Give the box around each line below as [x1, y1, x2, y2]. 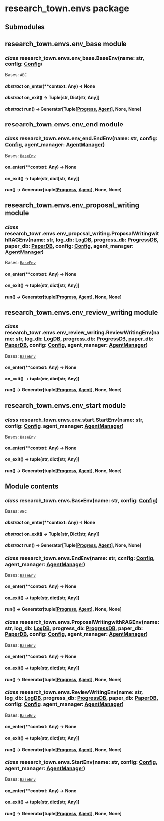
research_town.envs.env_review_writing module [5, 308, 158, 316]
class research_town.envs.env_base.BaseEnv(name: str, [5, 54, 144, 61]
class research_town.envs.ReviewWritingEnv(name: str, [5, 689, 143, 695]
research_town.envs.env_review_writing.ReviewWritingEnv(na [5, 329, 160, 336]
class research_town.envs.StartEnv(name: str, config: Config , [5, 758, 158, 765]
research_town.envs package [5, 3, 129, 14]
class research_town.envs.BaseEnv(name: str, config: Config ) [5, 497, 158, 504]
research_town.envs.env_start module [5, 401, 126, 410]
